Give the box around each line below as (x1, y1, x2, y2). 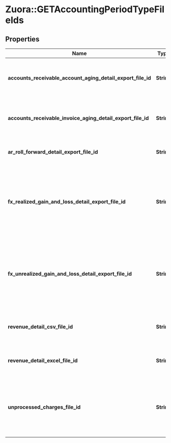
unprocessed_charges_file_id (8, 404, 81, 410)
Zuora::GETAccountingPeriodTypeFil (5, 4, 164, 15)
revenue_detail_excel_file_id (8, 357, 78, 364)
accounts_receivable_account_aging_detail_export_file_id (8, 75, 151, 81)
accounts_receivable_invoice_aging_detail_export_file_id (8, 115, 149, 121)
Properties (5, 35, 40, 43)
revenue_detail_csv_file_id (8, 323, 73, 330)
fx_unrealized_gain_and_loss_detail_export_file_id (8, 270, 132, 277)
